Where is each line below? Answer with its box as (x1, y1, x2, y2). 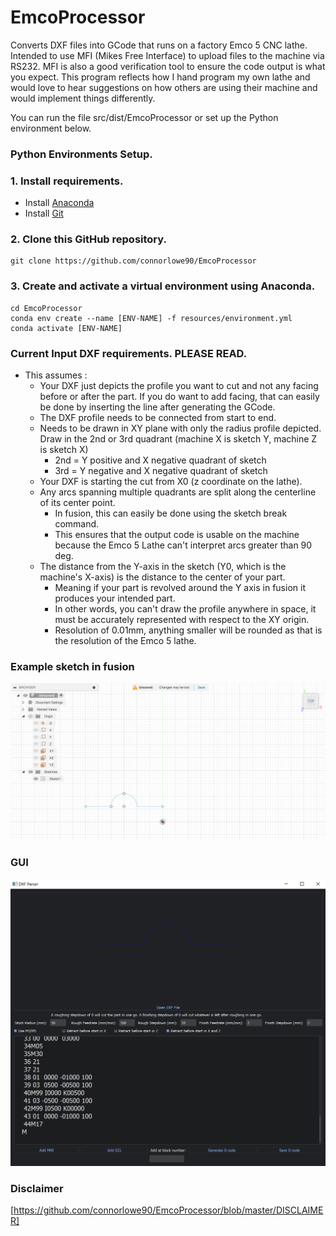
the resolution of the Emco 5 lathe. (54, 635, 197, 647)
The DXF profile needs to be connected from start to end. (39, 412, 277, 424)
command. (54, 518, 100, 530)
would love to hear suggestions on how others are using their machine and (10, 81, 318, 93)
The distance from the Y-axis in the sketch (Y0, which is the (39, 561, 287, 573)
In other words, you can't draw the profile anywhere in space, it (54, 603, 317, 615)
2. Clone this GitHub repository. (10, 232, 167, 246)
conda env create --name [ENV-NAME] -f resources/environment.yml (10, 313, 293, 323)
